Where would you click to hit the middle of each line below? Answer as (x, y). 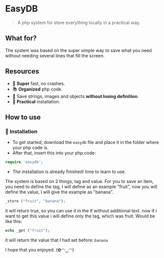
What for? (21, 38)
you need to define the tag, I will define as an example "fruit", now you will (81, 187)
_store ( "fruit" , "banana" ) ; (35, 201)
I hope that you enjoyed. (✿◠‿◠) (40, 249)
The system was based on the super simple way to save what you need (79, 50)
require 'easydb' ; (24, 162)
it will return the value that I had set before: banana (57, 240)
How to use (23, 117)
